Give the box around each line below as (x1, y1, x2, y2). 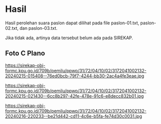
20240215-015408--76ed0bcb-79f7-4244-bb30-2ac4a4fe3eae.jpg (5, 73, 145, 79)
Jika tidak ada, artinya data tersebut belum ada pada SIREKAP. (5, 35, 133, 41)
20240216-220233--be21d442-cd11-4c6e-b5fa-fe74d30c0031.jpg (5, 113, 143, 119)
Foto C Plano (5, 49, 45, 58)
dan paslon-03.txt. (19, 25, 58, 31)
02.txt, (5, 25, 19, 31)
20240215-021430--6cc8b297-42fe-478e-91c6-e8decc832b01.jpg (5, 93, 144, 99)
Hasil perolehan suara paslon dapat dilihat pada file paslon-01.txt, (5, 20, 140, 26)
